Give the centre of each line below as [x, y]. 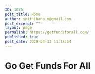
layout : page [18, 28]
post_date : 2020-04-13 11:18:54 [38, 42]
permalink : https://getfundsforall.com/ [47, 32]
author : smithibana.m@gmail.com [38, 19]
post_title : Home [23, 14]
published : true [22, 37]
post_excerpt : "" [23, 23]
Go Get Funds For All [48, 65]
